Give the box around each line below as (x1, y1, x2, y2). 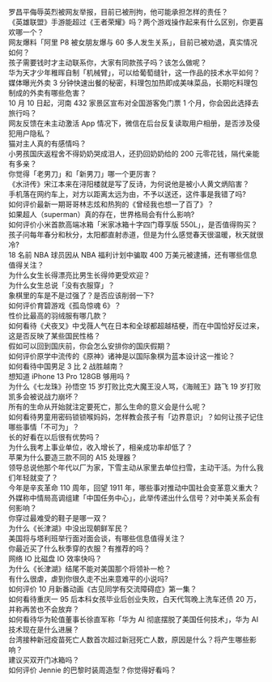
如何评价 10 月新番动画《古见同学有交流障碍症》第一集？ (8, 584, 198, 594)
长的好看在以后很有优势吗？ (8, 433, 101, 441)
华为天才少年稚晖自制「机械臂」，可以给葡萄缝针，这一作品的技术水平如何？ (8, 68, 261, 77)
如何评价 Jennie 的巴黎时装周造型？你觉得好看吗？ (8, 665, 177, 675)
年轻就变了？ (15, 473, 58, 482)
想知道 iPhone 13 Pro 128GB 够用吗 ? (8, 372, 130, 381)
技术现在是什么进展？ (8, 624, 79, 634)
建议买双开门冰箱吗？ (8, 655, 79, 664)
